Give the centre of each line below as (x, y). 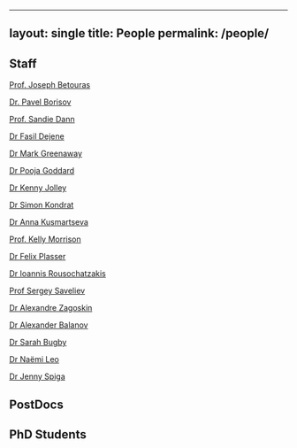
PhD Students (48, 434)
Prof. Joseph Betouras (50, 85)
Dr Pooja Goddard (42, 171)
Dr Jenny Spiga (38, 376)
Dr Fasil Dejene (37, 136)
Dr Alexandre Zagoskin (51, 308)
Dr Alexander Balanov (49, 325)
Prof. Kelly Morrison (45, 239)
